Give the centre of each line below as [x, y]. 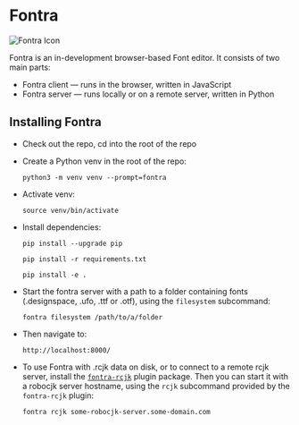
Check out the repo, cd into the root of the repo [109, 143]
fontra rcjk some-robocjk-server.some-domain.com [116, 412]
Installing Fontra [55, 122]
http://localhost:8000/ [66, 350]
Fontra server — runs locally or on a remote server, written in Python [148, 94]
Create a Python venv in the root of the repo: [104, 161]
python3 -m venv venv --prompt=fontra [94, 177]
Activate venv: [49, 194]
